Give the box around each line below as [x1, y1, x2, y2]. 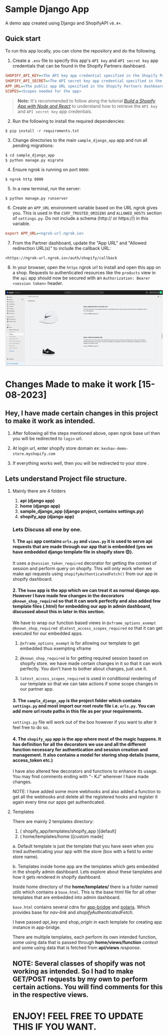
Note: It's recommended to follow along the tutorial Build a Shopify [17, 98, 156, 104]
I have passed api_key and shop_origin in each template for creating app [12, 919, 162, 925]
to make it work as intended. [5, 417, 95, 425]
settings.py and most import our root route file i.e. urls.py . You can [12, 703, 155, 709]
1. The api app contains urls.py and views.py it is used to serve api [12, 538, 152, 544]
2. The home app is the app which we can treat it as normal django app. [12, 587, 160, 593]
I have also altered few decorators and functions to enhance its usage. [12, 768, 158, 774]
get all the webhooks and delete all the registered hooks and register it [12, 794, 158, 800]
